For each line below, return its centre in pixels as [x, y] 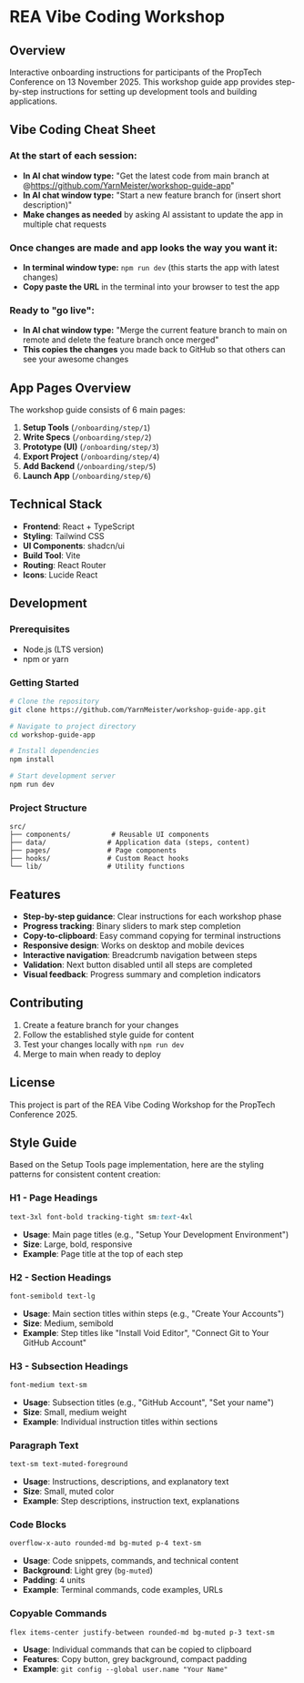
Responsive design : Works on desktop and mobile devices [133, 945]
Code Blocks [38, 1525]
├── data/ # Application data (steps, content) [130, 843]
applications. [33, 101]
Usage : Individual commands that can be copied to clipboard [137, 1649]
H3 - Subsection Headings [69, 1366]
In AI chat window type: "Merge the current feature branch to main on [155, 331]
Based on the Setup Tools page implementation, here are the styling [137, 1165]
